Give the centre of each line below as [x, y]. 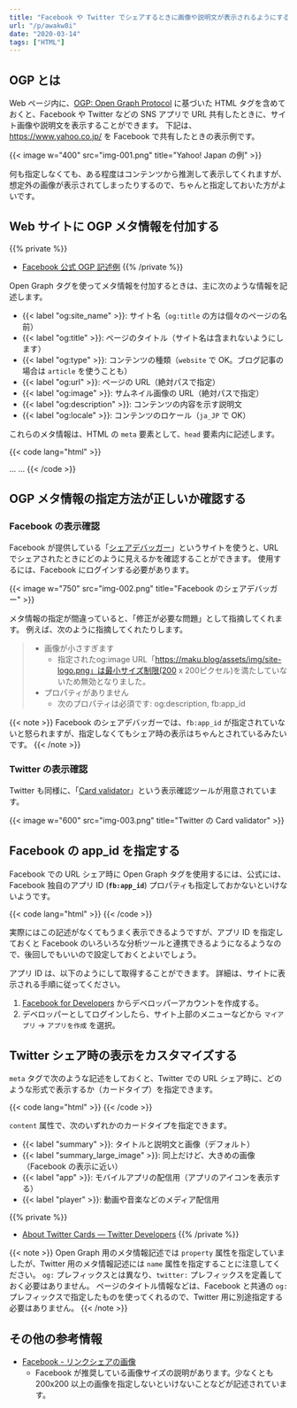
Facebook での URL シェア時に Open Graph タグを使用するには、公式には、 [148, 874]
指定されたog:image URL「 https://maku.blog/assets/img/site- [169, 659]
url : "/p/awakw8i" [43, 26]
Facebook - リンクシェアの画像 [79, 1362]
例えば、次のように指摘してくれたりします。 [107, 629]
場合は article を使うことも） [77, 371]
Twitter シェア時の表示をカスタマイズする [123, 1056]
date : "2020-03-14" [45, 34]
